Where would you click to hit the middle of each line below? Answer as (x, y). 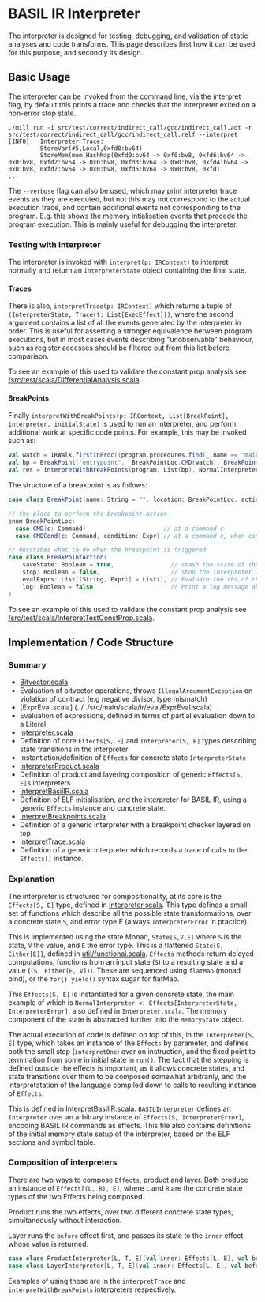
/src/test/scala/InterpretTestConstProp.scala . (82, 618)
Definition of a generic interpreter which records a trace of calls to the (133, 850)
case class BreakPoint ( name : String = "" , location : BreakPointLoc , (123, 500)
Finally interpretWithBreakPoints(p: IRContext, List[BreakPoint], (119, 416)
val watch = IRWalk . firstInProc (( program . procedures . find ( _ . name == (123, 455)
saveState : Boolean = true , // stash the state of (134, 565)
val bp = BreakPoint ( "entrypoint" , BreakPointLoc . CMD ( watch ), (114, 463)
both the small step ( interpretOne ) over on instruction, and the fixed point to (132, 1051)
